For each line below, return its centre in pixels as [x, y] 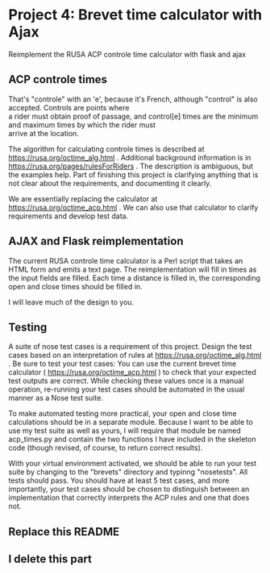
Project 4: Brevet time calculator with [135, 15]
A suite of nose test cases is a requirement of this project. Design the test [130, 347]
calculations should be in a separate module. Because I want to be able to [131, 422]
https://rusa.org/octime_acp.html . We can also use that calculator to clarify [133, 207]
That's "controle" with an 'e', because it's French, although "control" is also [133, 99]
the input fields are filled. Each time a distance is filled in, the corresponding [134, 278]
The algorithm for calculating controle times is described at [106, 149]
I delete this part [50, 559]
